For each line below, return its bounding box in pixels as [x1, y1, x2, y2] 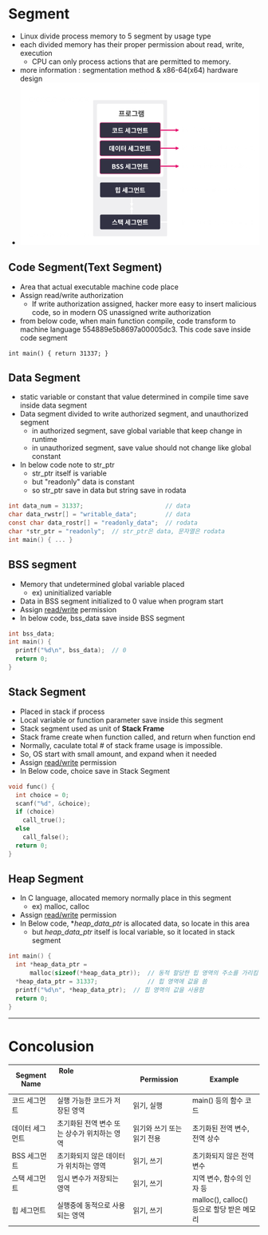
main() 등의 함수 [191, 1096, 243, 1106]
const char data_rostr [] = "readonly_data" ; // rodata [8, 519, 198, 528]
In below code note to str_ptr [19, 460, 115, 470]
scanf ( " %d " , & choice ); [15, 799, 91, 807]
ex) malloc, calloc [31, 902, 90, 911]
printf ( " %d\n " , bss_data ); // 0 [15, 647, 127, 655]
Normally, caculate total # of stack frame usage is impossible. [19, 740, 223, 750]
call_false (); [22, 833, 69, 842]
